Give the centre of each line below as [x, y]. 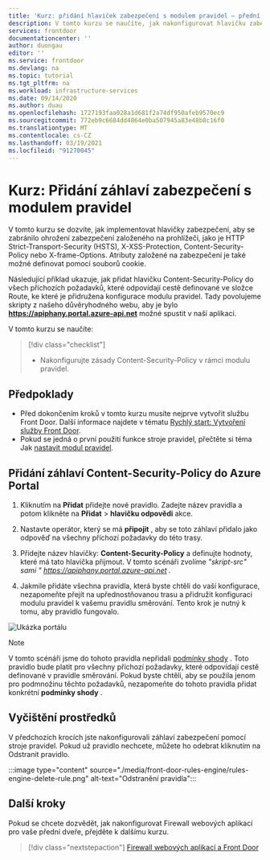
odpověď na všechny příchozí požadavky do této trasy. [111, 537]
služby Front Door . [51, 430]
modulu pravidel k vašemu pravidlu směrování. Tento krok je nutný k [133, 603]
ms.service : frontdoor [46, 61]
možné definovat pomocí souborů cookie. [77, 264]
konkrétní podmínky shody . [55, 692]
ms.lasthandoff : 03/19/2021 [55, 143]
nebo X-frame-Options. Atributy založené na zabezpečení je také [138, 255]
